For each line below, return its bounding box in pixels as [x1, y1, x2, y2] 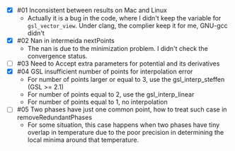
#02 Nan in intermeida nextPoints [16, 37, 115, 45]
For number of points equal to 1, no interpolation [27, 98, 168, 107]
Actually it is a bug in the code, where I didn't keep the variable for [27, 14, 222, 23]
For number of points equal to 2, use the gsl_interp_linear [27, 90, 195, 99]
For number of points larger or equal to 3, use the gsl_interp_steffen [27, 75, 225, 84]
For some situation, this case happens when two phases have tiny [27, 121, 220, 129]
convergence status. [27, 52, 88, 61]
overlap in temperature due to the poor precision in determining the [27, 128, 224, 137]
